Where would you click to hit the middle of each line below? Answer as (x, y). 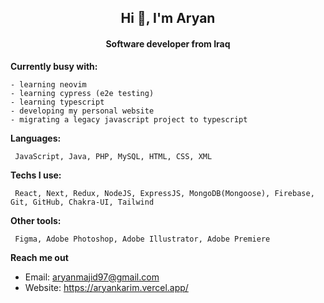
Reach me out (39, 257)
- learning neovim (48, 84)
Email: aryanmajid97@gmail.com (92, 277)
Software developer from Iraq (168, 43)
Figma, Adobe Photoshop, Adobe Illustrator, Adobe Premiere (142, 239)
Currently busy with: (54, 66)
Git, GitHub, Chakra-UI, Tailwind (82, 202)
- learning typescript (57, 102)
